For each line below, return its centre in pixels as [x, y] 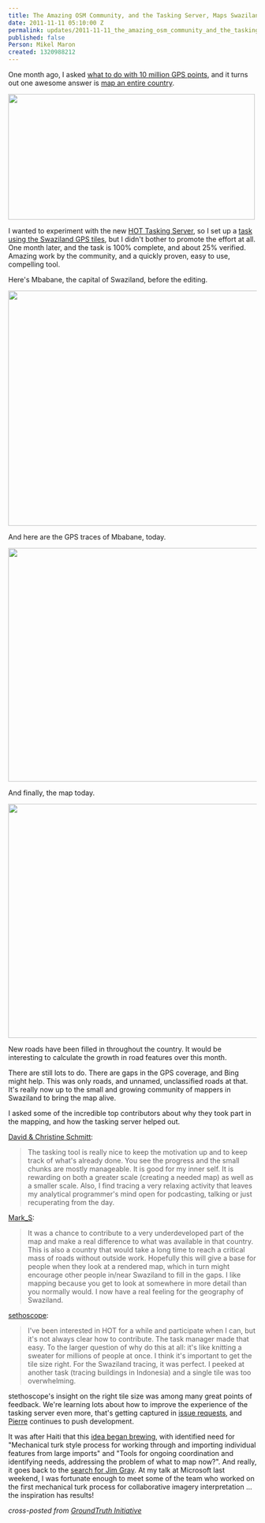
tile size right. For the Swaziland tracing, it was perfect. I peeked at [136, 1364]
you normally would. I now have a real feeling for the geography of [136, 1292]
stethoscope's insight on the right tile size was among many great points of [130, 1396]
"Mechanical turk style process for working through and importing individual [132, 1445]
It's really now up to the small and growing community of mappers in [119, 1090]
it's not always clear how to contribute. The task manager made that [138, 1339]
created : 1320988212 [42, 52]
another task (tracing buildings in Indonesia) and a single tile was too [139, 1372]
